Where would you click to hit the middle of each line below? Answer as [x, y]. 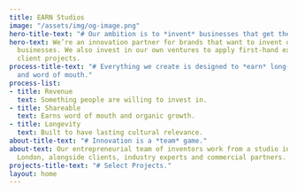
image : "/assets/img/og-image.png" [75, 26]
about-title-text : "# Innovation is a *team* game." [108, 141]
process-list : [35, 83]
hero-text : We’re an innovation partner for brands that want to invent [146, 42]
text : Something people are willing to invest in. [112, 100]
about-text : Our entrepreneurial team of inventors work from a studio [144, 149]
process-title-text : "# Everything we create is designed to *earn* [138, 67]
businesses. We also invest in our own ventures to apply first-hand [148, 50]
